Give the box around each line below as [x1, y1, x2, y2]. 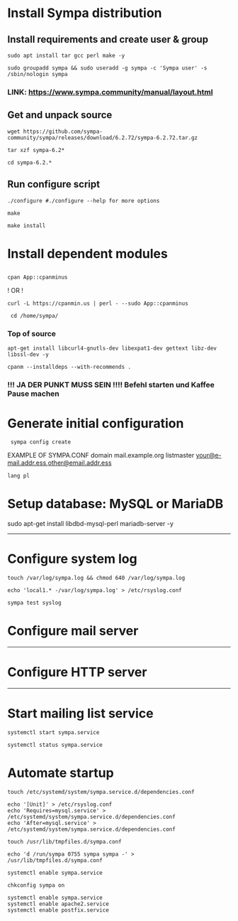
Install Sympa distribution [7, 5, 162, 21]
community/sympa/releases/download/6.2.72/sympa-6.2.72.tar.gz [7, 134, 198, 141]
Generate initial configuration [7, 415, 184, 431]
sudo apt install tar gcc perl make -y [7, 52, 125, 59]
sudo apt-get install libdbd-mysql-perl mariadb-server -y [7, 519, 174, 528]
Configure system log [7, 551, 137, 567]
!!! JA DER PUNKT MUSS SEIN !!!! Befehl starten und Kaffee [7, 380, 215, 390]
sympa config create [10, 438, 72, 446]
